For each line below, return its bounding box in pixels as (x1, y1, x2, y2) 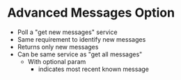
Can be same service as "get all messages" (17, 50, 143, 58)
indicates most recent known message (38, 65, 150, 73)
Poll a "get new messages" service (17, 28, 118, 36)
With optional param (27, 57, 86, 65)
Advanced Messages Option (7, 5, 175, 21)
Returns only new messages (17, 42, 99, 51)
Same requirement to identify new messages (17, 35, 146, 43)
